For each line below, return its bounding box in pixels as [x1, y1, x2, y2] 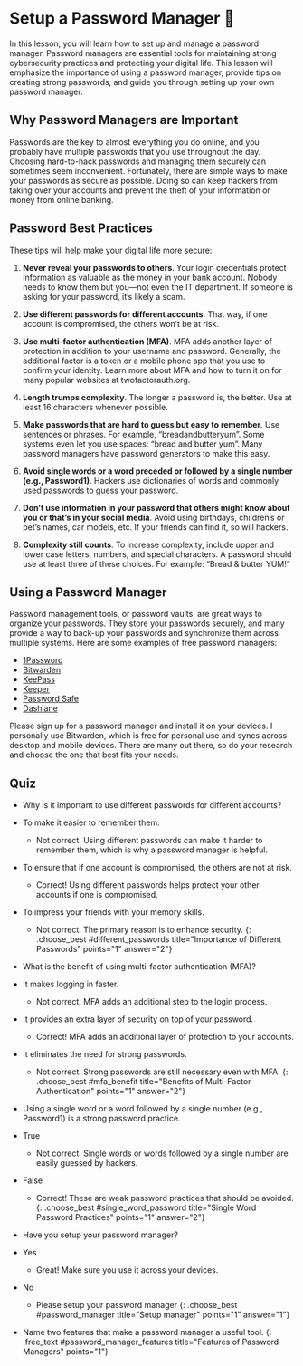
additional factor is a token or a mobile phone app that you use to [22, 355, 266, 366]
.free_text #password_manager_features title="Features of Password [22, 1336, 279, 1348]
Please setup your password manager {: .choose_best [35, 1300, 238, 1311]
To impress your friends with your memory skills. [22, 907, 205, 918]
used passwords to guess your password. [22, 485, 179, 495]
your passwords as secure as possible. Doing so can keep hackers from [9, 175, 278, 186]
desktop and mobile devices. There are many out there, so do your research [9, 740, 293, 751]
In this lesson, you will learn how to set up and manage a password [9, 38, 260, 49]
